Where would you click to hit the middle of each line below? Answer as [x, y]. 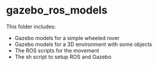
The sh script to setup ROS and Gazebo [63, 57]
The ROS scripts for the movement [57, 50]
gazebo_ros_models [57, 10]
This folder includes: [31, 27]
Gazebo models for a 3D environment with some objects [83, 44]
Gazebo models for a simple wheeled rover [67, 38]
